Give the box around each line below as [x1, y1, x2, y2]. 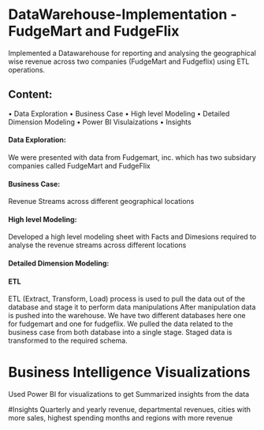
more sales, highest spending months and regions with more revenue [8, 413, 233, 423]
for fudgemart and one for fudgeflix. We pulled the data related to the [8, 319, 234, 328]
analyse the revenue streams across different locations [8, 240, 187, 250]
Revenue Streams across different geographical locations [8, 197, 195, 206]
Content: [8, 88, 53, 102]
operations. [8, 65, 46, 74]
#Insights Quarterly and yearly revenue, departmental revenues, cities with [8, 405, 251, 414]
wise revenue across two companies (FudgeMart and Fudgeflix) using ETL [8, 57, 250, 66]
